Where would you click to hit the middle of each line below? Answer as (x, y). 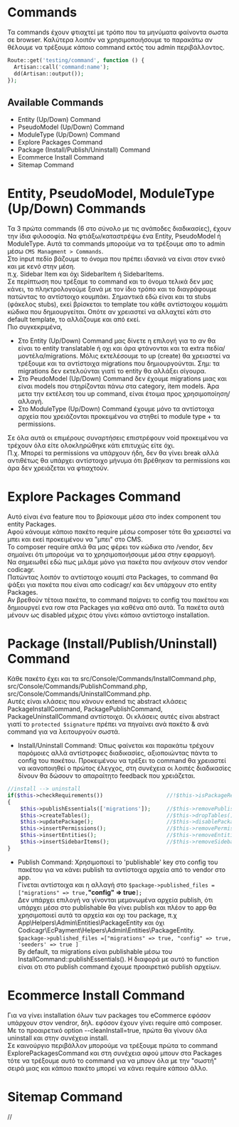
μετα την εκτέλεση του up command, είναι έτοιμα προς (100, 394)
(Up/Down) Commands (77, 209)
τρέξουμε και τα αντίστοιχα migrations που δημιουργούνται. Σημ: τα (119, 363)
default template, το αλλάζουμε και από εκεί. (74, 320)
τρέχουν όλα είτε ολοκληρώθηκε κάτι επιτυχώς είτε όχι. (91, 445)
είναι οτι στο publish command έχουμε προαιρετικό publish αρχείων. (119, 967)
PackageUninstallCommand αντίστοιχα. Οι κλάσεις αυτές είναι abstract (113, 717)
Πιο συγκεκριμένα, (35, 327)
